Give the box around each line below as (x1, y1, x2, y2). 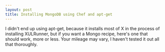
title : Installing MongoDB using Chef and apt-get (5, 12, 113, 17)
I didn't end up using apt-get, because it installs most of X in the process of (5, 25, 160, 31)
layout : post (5, 7, 32, 12)
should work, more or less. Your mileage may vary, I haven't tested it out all (5, 36, 160, 42)
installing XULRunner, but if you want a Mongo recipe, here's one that (5, 31, 148, 37)
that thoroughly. (5, 41, 38, 47)
